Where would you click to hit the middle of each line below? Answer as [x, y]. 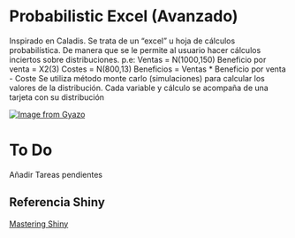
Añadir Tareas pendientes [56, 174]
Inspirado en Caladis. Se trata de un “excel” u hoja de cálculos [122, 41]
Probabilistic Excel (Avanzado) [124, 16]
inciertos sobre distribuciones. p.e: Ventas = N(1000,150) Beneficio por [138, 59]
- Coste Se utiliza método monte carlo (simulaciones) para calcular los [137, 78]
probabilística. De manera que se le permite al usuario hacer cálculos [135, 50]
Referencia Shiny [57, 202]
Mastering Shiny [39, 224]
